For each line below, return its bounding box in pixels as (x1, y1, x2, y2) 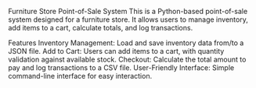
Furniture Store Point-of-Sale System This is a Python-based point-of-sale (8, 7, 248, 16)
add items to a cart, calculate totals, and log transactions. (8, 23, 193, 32)
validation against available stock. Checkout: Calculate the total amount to (8, 55, 247, 64)
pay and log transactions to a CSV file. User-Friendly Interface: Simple (8, 63, 235, 72)
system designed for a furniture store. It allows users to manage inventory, (8, 15, 248, 24)
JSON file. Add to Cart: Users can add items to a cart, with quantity (8, 47, 225, 55)
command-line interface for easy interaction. (8, 72, 153, 80)
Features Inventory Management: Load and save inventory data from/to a (8, 38, 244, 48)
